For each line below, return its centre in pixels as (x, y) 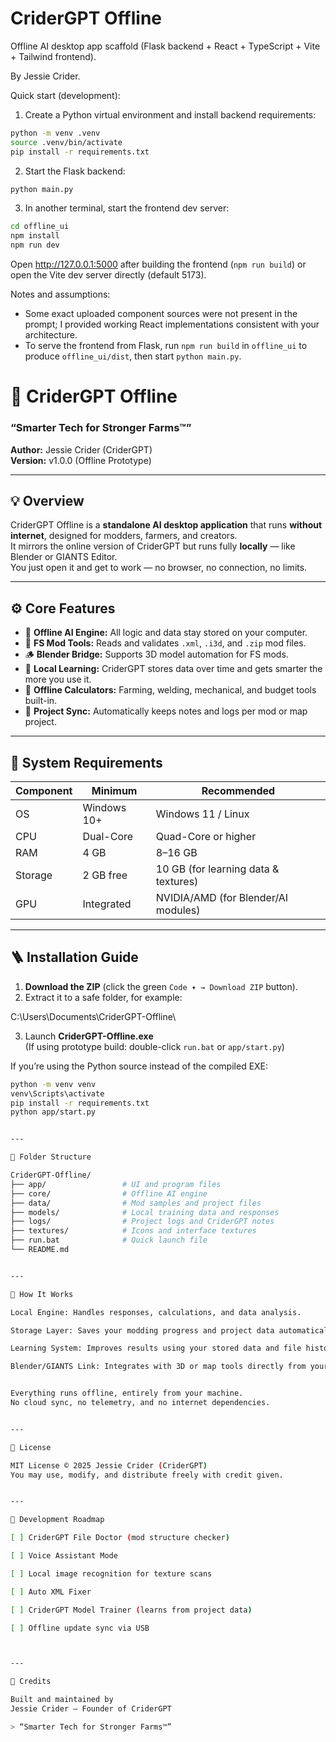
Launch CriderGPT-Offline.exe (89, 1036)
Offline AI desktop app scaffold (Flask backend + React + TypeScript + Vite (165, 46)
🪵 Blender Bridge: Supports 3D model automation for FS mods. (156, 654)
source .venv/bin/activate (66, 142)
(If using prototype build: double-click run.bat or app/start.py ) (154, 1046)
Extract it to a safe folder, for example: (103, 997)
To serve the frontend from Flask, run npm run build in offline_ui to (166, 346)
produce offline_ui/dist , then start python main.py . (133, 356)
